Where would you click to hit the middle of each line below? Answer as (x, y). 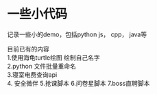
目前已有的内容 (28, 49)
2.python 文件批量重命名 (42, 66)
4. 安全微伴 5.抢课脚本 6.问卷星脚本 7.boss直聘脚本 (78, 83)
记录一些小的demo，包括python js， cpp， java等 (77, 34)
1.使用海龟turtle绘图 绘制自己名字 (54, 57)
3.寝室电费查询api (32, 74)
